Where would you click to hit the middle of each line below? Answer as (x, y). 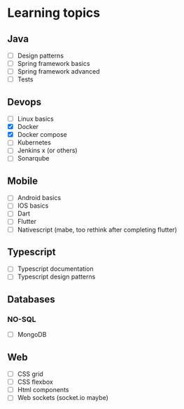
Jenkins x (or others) (48, 150)
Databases (31, 299)
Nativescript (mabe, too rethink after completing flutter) (97, 229)
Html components (43, 390)
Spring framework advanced (58, 72)
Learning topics (54, 13)
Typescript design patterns (56, 277)
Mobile (23, 181)
